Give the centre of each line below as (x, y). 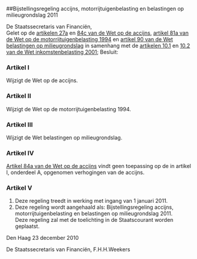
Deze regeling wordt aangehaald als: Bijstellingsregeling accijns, (94, 207)
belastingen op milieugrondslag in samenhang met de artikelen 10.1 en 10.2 (98, 45)
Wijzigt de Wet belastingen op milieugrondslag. (64, 138)
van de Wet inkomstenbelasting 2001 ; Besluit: (62, 52)
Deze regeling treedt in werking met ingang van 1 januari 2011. (91, 201)
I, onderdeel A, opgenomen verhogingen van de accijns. (75, 172)
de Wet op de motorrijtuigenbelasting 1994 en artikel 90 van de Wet (90, 39)
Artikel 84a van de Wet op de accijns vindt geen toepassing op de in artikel (99, 166)
